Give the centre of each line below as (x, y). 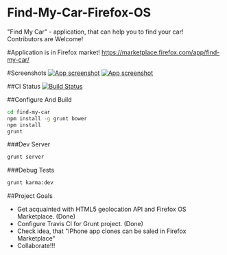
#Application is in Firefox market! (54, 52)
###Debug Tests (31, 170)
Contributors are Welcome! (45, 38)
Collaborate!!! (36, 246)
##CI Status (24, 86)
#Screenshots (27, 73)
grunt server (26, 157)
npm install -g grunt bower (47, 118)
